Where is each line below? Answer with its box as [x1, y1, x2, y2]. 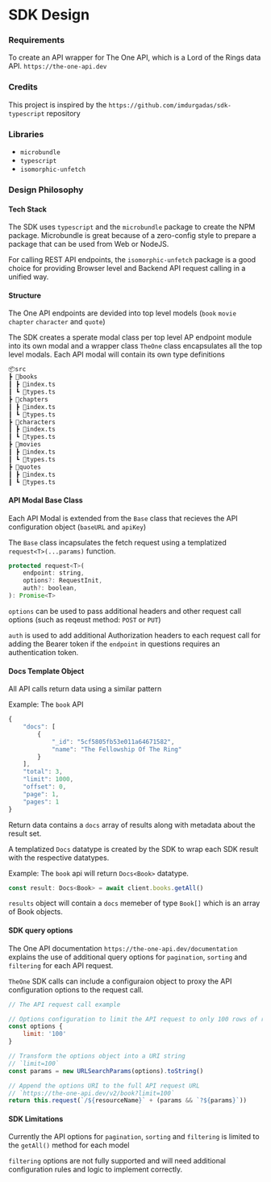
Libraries [8, 128, 44, 140]
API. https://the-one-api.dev [8, 61, 107, 71]
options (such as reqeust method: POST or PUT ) [8, 615, 161, 624]
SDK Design [8, 6, 90, 24]
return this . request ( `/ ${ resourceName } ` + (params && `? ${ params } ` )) [8, 1096, 248, 1105]
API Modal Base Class [8, 495, 83, 505]
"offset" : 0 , [23, 783, 67, 791]
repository [46, 108, 81, 118]
